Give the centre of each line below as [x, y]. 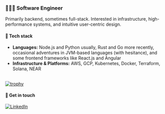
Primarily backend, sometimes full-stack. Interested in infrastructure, [76, 19]
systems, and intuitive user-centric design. [77, 24]
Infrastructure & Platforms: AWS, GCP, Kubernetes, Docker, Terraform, [86, 63]
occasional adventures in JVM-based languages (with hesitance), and [85, 52]
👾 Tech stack [19, 36]
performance [19, 24]
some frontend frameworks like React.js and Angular [67, 58]
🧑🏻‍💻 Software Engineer [34, 8]
